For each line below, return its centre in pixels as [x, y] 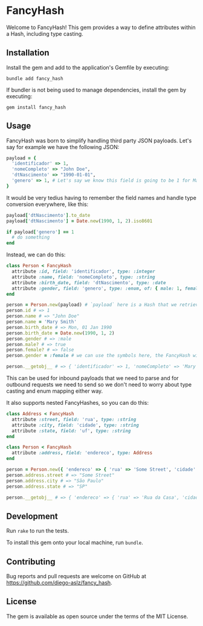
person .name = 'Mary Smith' [42, 322]
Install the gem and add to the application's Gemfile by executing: [88, 67]
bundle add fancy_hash [35, 78]
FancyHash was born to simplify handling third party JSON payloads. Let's [99, 141]
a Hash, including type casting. [45, 33]
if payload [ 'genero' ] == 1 [40, 232]
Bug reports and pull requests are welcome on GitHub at [76, 576]
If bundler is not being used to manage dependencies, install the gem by [96, 90]
